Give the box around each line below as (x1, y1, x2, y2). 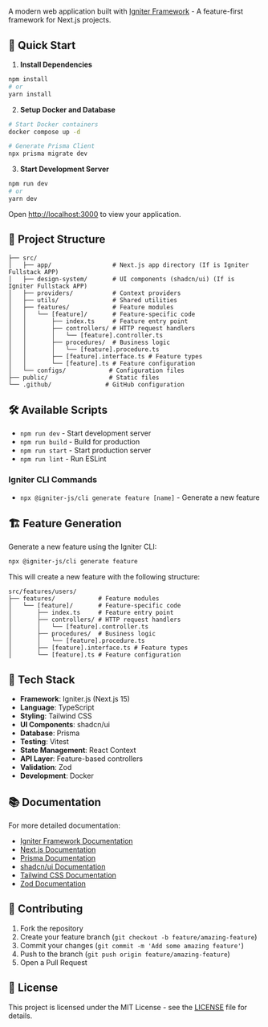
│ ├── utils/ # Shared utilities (8, 296, 178, 304)
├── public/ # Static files (8, 373, 160, 382)
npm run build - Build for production (19, 437, 140, 447)
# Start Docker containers (8, 120, 99, 129)
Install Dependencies (19, 59, 92, 69)
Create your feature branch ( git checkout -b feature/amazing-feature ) (19, 931, 258, 942)
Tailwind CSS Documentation (19, 870, 116, 880)
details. (8, 1011, 33, 1021)
